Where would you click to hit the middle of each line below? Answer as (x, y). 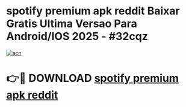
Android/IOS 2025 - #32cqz (77, 36)
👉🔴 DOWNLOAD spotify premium (93, 78)
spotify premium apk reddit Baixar (93, 11)
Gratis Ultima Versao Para (72, 24)
